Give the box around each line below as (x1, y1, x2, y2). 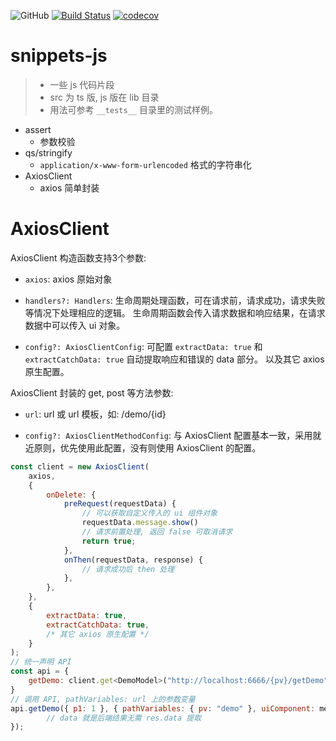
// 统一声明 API (10, 657, 72, 667)
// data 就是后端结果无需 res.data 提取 (46, 713, 202, 723)
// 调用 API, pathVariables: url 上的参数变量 (10, 694, 196, 704)
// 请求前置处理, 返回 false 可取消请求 (81, 527, 233, 537)
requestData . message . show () (81, 518, 199, 528)
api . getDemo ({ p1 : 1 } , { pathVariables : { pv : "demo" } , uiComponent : (10, 703, 316, 714)
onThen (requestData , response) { (63, 555, 203, 565)
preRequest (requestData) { (63, 499, 177, 509)
